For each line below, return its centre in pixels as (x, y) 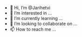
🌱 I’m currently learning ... (36, 18)
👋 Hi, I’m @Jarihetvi (30, 8)
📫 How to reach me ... (33, 29)
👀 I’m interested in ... (31, 13)
